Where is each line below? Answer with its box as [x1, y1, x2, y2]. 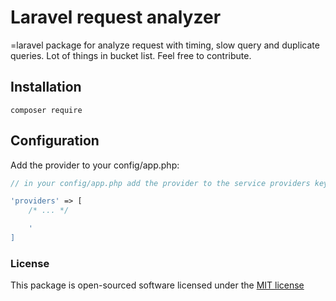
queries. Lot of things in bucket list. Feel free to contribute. [10, 49, 252, 61]
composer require [10, 105, 83, 115]
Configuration [10, 132, 100, 150]
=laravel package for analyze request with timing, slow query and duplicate [10, 39, 320, 51]
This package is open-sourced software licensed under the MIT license [10, 279, 305, 291]
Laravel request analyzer [10, 6, 222, 29]
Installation [10, 79, 82, 96]
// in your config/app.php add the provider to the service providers [10, 178, 311, 188]
